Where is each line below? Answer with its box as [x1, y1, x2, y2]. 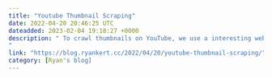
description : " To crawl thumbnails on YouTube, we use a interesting [8, 34, 252, 43]
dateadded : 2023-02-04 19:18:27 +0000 [8, 26, 139, 34]
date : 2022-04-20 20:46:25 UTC [8, 19, 114, 27]
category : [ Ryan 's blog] [8, 57, 92, 65]
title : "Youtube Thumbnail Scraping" [8, 11, 136, 20]
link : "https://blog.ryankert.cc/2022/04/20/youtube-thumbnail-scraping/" [8, 49, 266, 57]
